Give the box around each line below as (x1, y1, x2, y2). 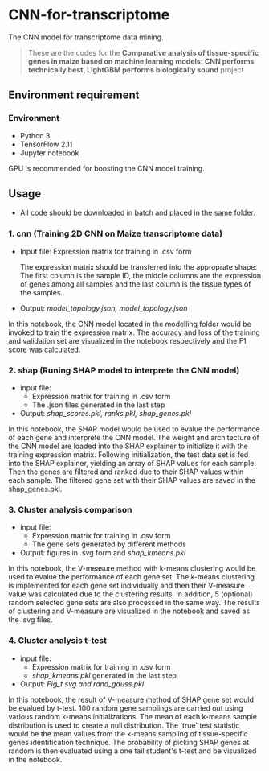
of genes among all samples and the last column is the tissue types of (19, 279, 251, 289)
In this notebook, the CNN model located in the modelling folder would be (8, 319, 251, 328)
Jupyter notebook (19, 147, 79, 158)
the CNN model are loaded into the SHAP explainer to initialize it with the (8, 441, 249, 451)
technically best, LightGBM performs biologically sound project (27, 64, 244, 74)
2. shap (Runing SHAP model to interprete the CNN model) (8, 365, 240, 376)
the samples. (19, 287, 63, 297)
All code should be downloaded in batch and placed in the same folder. (19, 208, 255, 218)
